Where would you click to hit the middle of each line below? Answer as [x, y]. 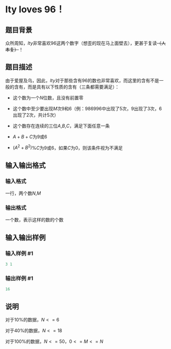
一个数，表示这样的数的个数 [34, 220]
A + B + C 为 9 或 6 [30, 136]
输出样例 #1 [19, 278]
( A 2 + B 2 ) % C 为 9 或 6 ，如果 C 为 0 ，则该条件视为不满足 [68, 147]
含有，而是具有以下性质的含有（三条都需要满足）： [67, 87]
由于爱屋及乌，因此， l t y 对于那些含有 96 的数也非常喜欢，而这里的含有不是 [82, 80]
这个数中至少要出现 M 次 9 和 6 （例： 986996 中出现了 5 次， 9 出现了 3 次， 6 [87, 108]
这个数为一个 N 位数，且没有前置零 [48, 98]
